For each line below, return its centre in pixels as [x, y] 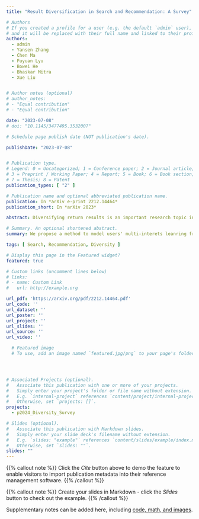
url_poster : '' [25, 315]
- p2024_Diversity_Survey [44, 413]
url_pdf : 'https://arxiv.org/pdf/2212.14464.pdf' [69, 299]
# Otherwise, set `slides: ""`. [49, 446]
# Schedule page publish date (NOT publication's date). [78, 137]
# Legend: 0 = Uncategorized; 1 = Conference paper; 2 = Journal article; [100, 169]
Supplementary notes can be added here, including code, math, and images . [99, 510]
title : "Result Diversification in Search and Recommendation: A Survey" [99, 12]
